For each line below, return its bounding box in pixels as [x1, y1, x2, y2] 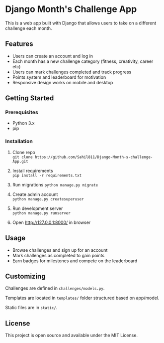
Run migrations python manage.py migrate [12, 181, 98, 187]
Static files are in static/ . [5, 305, 58, 311]
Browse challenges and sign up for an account [12, 247, 108, 253]
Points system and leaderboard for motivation [12, 74, 106, 80]
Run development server [12, 205, 63, 211]
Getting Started [5, 94, 54, 103]
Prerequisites [5, 109, 38, 116]
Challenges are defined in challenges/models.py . [5, 285, 105, 291]
